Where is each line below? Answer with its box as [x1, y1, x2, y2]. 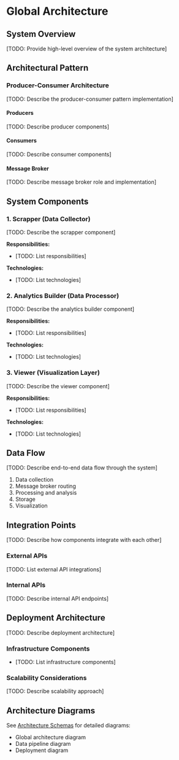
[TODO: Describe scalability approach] [6, 688, 104, 695]
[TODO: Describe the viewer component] [6, 382, 110, 390]
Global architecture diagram [15, 734, 86, 741]
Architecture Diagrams [6, 705, 96, 716]
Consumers [6, 137, 37, 144]
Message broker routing [15, 482, 77, 490]
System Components [6, 196, 89, 206]
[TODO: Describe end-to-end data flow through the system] [6, 464, 158, 471]
